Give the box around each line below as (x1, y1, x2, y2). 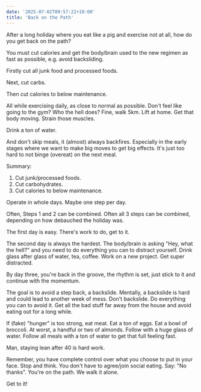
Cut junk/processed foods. (14, 174, 81, 181)
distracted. (6, 259, 33, 266)
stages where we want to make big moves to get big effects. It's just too (6, 144, 185, 152)
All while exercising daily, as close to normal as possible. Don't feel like (6, 102, 182, 109)
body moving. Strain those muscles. (6, 115, 95, 122)
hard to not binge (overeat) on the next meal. (6, 151, 117, 158)
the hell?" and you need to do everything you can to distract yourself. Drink (6, 246, 193, 253)
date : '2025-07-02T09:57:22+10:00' (6, 8, 96, 15)
